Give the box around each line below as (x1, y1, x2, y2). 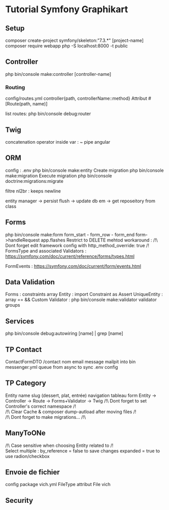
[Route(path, (5, 101, 32, 107)
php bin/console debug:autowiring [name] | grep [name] (5, 330, 124, 337)
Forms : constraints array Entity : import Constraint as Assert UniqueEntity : (5, 291, 163, 298)
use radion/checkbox (5, 453, 50, 459)
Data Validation (5, 278, 55, 286)
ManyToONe (5, 429, 46, 438)
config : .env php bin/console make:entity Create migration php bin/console (5, 167, 164, 173)
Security (5, 496, 33, 505)
